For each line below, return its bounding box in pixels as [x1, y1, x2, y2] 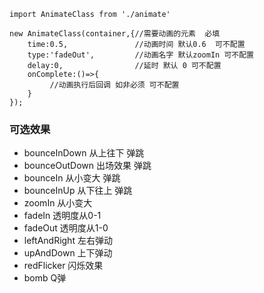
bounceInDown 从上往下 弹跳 [23, 147, 145, 159]
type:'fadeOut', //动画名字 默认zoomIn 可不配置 [27, 50, 254, 60]
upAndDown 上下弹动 [23, 247, 113, 259]
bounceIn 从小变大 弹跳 [23, 172, 121, 184]
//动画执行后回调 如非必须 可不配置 [49, 80, 180, 90]
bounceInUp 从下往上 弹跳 [23, 185, 133, 197]
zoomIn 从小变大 [23, 197, 93, 209]
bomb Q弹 [23, 272, 67, 284]
